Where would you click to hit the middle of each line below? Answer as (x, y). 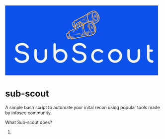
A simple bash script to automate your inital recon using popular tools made (82, 107)
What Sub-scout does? (29, 122)
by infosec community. (29, 113)
